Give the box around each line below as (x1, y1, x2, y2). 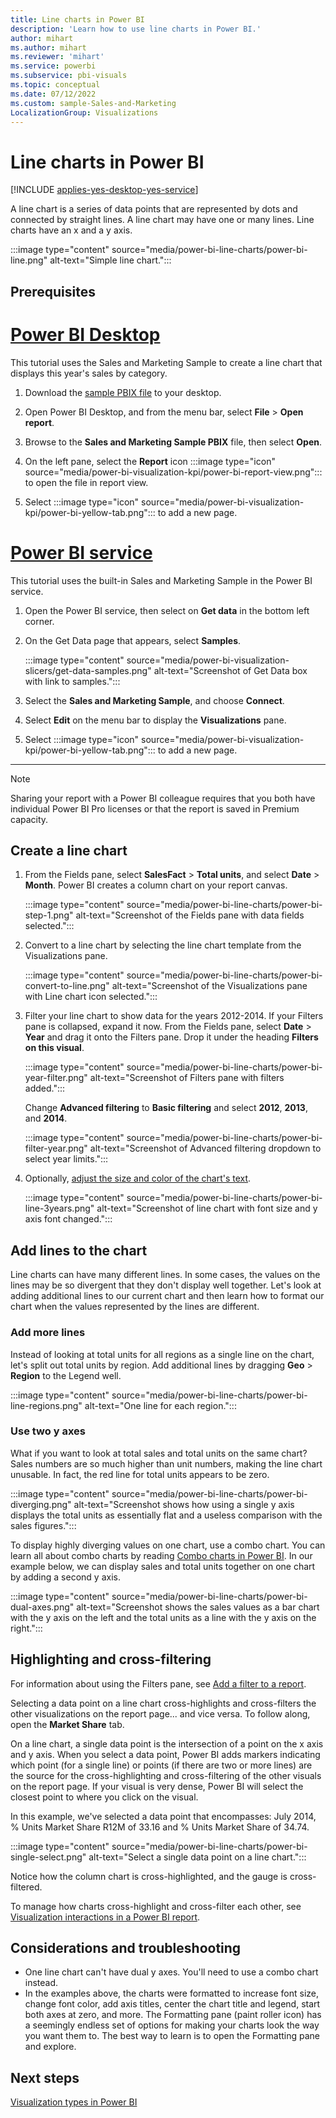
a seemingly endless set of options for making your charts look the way (24, 2019, 320, 2031)
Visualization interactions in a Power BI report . (10, 1911, 201, 1923)
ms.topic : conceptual (10, 80, 101, 90)
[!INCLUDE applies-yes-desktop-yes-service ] (10, 184, 199, 196)
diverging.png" (10, 1498, 72, 1510)
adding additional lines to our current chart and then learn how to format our (10, 1290, 325, 1302)
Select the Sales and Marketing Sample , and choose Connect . (24, 694, 285, 706)
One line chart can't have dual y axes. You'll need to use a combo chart (24, 1966, 319, 1978)
